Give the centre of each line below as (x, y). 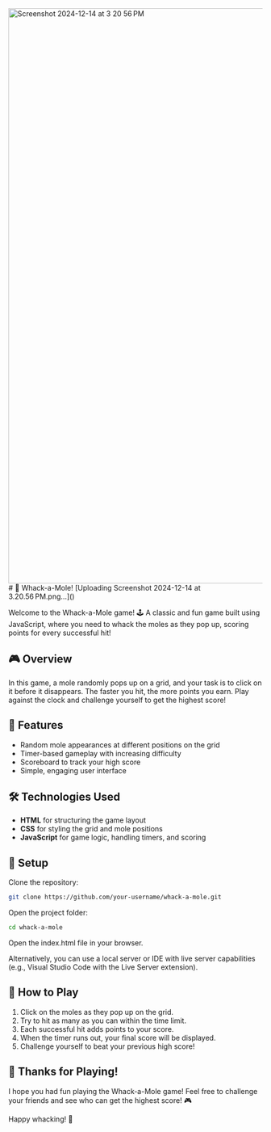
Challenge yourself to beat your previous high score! (107, 1046)
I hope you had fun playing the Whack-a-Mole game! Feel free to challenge (133, 1091)
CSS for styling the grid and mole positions (91, 829)
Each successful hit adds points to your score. (97, 1029)
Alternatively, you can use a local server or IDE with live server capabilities (132, 958)
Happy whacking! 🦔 (41, 1119)
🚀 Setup (29, 863)
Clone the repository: (44, 882)
